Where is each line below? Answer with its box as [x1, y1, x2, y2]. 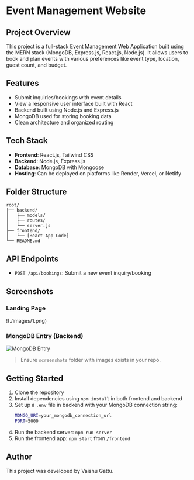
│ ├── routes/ [6, 217, 46, 223]
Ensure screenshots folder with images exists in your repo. [20, 357, 161, 364]
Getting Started [6, 373, 64, 384]
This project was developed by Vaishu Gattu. [6, 467, 114, 474]
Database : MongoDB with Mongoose [14, 164, 104, 171]
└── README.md [6, 238, 41, 244]
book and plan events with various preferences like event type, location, [6, 56, 179, 62]
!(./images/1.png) [6, 317, 47, 324]
